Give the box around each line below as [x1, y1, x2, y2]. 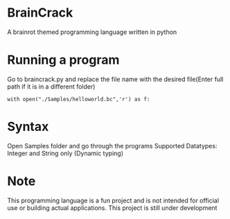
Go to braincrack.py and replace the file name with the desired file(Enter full [7, 75, 224, 83]
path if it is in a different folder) [7, 82, 96, 91]
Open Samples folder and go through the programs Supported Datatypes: [7, 141, 218, 150]
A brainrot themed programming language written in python [7, 28, 177, 36]
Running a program [7, 52, 120, 68]
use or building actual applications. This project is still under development [7, 203, 218, 212]
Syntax [7, 119, 49, 134]
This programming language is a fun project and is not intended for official [7, 196, 220, 204]
